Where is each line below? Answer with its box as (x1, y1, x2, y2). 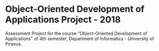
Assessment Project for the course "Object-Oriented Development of (5, 30, 147, 36)
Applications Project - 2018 (5, 14, 121, 25)
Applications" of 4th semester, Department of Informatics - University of (5, 36, 154, 42)
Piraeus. (5, 41, 22, 47)
